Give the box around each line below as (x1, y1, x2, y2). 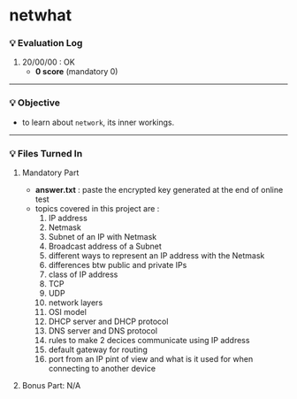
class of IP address (48, 269, 118, 280)
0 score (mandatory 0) (34, 66, 118, 77)
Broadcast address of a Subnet (48, 241, 162, 252)
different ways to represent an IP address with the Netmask (48, 250, 265, 261)
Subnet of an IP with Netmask (48, 232, 157, 242)
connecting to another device (48, 364, 156, 374)
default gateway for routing (48, 344, 148, 355)
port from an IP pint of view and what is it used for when (48, 354, 254, 364)
